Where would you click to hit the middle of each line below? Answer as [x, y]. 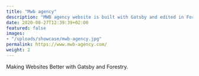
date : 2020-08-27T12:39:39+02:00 [47, 22]
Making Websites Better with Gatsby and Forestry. [67, 67]
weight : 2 [18, 50]
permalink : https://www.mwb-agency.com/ [57, 45]
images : [16, 34]
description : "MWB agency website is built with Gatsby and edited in [95, 17]
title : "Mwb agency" [32, 11]
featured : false [26, 28]
